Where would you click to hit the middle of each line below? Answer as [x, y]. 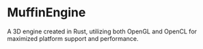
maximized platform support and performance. [73, 38]
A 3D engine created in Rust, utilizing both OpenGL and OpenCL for [102, 31]
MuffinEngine [46, 13]
